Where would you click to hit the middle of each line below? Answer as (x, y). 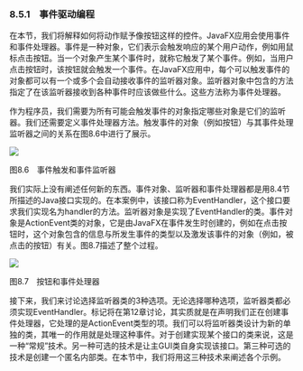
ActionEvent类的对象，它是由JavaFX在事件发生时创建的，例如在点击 (152, 223)
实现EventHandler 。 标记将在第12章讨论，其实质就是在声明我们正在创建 (149, 312)
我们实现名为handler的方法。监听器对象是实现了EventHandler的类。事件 (151, 212)
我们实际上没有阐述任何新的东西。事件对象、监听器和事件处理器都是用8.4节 (150, 189)
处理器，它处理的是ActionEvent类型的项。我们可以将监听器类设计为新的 (150, 323)
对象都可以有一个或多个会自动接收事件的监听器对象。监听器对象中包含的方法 (151, 81)
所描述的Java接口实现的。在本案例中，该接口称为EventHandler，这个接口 (146, 200)
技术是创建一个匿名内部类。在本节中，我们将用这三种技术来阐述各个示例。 (147, 357)
